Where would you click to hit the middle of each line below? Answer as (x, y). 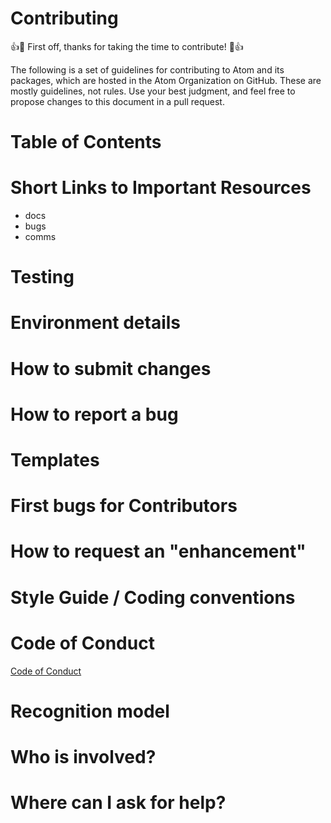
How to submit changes (111, 368)
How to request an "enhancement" (158, 551)
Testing (42, 277)
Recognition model (90, 711)
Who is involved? (83, 756)
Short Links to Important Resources (161, 188)
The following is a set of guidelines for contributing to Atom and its (147, 69)
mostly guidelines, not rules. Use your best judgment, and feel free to (153, 91)
